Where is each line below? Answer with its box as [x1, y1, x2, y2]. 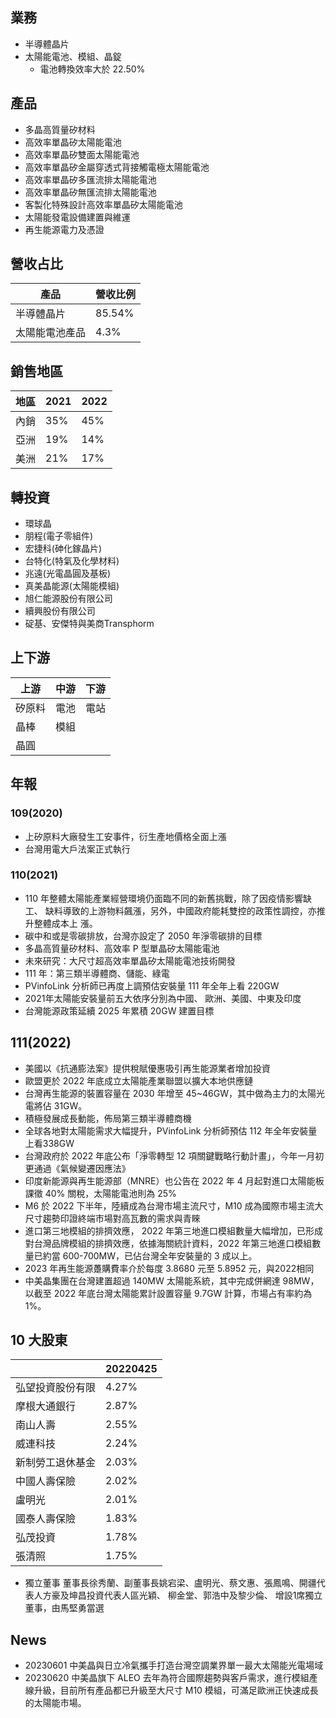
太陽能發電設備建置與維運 [24, 211, 131, 223]
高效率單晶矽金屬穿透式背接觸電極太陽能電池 [24, 161, 210, 173]
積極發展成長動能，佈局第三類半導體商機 [24, 1112, 192, 1124]
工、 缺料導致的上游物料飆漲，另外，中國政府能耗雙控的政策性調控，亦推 [24, 904, 326, 917]
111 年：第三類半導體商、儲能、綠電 [24, 967, 170, 979]
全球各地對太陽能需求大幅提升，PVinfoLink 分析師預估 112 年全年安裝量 [24, 1124, 318, 1137]
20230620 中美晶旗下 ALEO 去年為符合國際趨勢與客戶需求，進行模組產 [24, 1672, 318, 1684]
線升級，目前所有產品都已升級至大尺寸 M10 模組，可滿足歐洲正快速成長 [24, 1684, 319, 1697]
